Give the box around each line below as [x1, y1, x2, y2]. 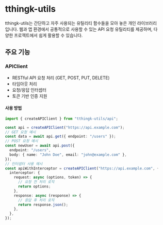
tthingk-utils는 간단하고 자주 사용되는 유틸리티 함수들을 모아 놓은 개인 [5, 20, 136, 26]
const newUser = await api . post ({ [5, 143, 75, 148]
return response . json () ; [17, 202, 68, 207]
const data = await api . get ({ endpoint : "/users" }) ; [5, 134, 116, 139]
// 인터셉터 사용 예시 [5, 161, 43, 166]
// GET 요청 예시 [5, 129, 36, 135]
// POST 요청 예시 [5, 139, 38, 143]
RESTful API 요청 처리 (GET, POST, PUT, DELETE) [12, 75, 110, 81]
